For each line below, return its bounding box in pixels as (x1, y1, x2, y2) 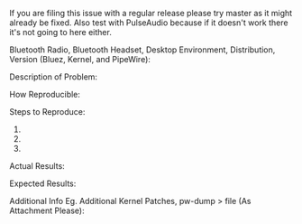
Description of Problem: (9, 71, 97, 82)
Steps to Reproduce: (9, 107, 86, 117)
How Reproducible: (9, 89, 81, 99)
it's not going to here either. (9, 27, 113, 37)
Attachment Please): (9, 205, 85, 216)
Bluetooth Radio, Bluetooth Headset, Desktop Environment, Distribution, (9, 44, 276, 55)
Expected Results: (9, 178, 77, 189)
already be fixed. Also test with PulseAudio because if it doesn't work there (9, 17, 288, 28)
